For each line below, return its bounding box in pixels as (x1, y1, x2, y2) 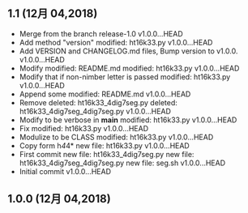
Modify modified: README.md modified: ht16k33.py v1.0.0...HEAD (19, 63, 240, 73)
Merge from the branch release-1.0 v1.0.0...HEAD (19, 28, 183, 38)
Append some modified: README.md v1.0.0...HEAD (19, 89, 191, 99)
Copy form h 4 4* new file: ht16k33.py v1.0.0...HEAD (19, 140, 190, 151)
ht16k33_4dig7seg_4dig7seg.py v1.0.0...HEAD (19, 106, 172, 116)
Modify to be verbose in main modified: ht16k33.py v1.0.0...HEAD (19, 115, 237, 125)
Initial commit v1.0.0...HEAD (19, 166, 111, 176)
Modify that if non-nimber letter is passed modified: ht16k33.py (19, 71, 231, 82)
